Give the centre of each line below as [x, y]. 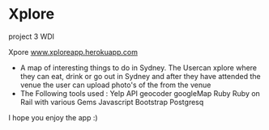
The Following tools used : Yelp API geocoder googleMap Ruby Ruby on [140, 93]
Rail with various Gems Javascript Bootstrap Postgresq [112, 102]
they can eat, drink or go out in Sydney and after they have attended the [140, 76]
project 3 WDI [32, 36]
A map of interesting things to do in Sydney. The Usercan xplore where [139, 67]
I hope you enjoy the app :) [53, 117]
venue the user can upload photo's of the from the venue [115, 85]
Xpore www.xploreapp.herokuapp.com [73, 52]
